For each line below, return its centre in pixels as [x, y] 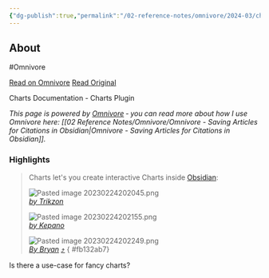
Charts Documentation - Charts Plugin [72, 98]
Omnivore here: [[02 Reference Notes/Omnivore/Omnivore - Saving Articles [133, 122]
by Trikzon [46, 201]
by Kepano [46, 225]
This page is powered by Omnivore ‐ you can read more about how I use [129, 113]
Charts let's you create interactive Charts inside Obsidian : [123, 177]
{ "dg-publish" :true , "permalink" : [65, 16]
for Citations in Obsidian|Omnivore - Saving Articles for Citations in [120, 131]
